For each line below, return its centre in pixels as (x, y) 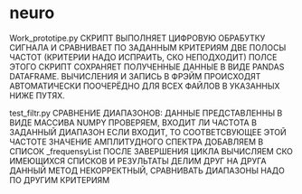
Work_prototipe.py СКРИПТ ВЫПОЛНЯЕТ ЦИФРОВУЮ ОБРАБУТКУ (137, 38)
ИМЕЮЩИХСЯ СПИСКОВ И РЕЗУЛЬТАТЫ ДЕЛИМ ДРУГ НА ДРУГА (138, 161)
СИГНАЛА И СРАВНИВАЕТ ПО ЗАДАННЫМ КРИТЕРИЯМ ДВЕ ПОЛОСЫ (148, 47)
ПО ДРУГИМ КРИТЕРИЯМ (60, 180)
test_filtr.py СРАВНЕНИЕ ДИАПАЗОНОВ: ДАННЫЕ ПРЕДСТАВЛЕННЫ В (146, 113)
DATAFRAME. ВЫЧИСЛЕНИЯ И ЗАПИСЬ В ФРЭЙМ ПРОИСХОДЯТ (135, 76)
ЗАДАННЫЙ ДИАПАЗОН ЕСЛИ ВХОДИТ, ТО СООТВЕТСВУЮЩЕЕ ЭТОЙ (148, 132)
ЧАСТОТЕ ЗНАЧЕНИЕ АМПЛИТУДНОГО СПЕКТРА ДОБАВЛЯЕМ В (137, 142)
